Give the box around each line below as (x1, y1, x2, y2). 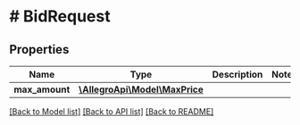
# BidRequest (9, 6, 111, 27)
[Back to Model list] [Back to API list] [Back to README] (9, 106, 214, 117)
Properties (9, 42, 70, 57)
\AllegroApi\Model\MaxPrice (79, 83, 204, 96)
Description (212, 69, 263, 80)
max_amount (13, 83, 71, 96)
